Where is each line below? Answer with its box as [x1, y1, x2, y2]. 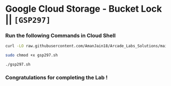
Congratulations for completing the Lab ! [5, 74, 108, 81]
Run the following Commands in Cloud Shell [5, 32, 116, 39]
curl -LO [5, 44, 24, 49]
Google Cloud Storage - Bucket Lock [5, 3, 162, 15]
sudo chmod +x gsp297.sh [5, 53, 58, 58]
